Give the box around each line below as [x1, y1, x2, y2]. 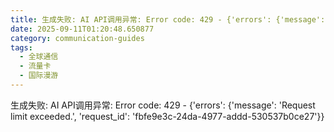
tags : [10, 42, 33, 53]
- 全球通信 [19, 52, 59, 62]
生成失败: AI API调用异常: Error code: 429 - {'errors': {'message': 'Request [10, 99, 316, 111]
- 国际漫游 [19, 71, 59, 81]
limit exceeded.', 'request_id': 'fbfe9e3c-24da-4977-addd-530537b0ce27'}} [10, 110, 325, 122]
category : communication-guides [10, 33, 145, 43]
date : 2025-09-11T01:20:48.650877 [10, 24, 155, 34]
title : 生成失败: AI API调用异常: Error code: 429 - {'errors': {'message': [10, 14, 326, 25]
